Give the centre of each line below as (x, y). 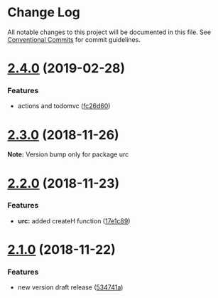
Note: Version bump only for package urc (68, 154)
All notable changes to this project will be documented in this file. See (109, 32)
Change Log (44, 12)
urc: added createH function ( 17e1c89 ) (74, 220)
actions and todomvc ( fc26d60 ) (64, 106)
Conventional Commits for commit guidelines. (74, 39)
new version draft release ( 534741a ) (70, 287)
